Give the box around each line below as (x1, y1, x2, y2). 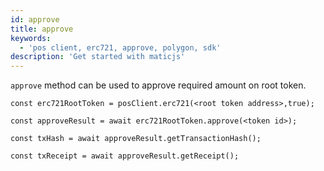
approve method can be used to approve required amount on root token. (10, 79, 307, 91)
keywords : (10, 33, 52, 43)
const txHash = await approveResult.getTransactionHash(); (10, 134, 262, 144)
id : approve (10, 14, 60, 25)
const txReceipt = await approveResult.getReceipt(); (10, 151, 240, 161)
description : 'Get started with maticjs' (10, 52, 186, 62)
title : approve (10, 24, 74, 34)
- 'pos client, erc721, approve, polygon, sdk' (19, 42, 222, 53)
